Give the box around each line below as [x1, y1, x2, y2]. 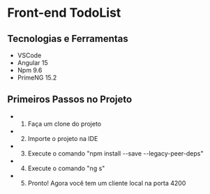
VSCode [17, 51, 42, 59]
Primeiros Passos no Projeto [7, 94, 133, 105]
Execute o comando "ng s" [27, 164, 105, 172]
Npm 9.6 [17, 66, 43, 74]
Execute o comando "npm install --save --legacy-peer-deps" [27, 149, 204, 158]
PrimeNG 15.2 [17, 73, 57, 82]
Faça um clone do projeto [27, 119, 102, 128]
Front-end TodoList [7, 5, 121, 21]
